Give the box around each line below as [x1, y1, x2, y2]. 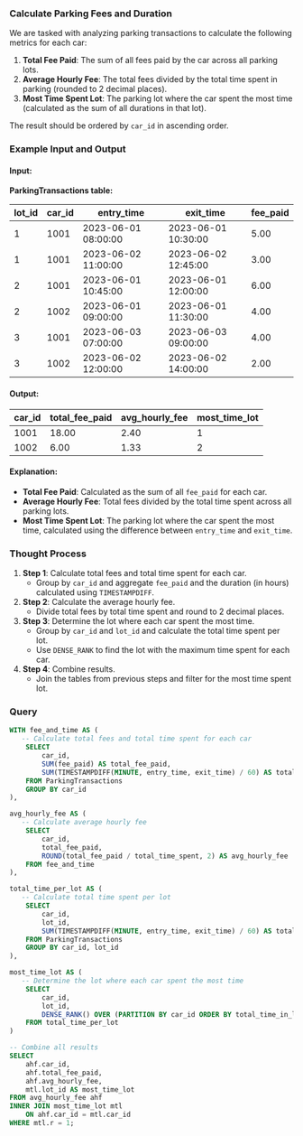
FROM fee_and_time [25, 860, 95, 869]
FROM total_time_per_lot [25, 1019, 119, 1028]
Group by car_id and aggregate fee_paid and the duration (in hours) [35, 577, 289, 589]
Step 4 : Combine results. [22, 664, 115, 675]
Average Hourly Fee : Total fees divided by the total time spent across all [22, 496, 292, 507]
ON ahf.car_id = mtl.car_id [25, 1110, 131, 1120]
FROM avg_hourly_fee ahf [9, 1094, 103, 1103]
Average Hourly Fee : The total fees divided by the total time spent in [22, 74, 278, 85]
